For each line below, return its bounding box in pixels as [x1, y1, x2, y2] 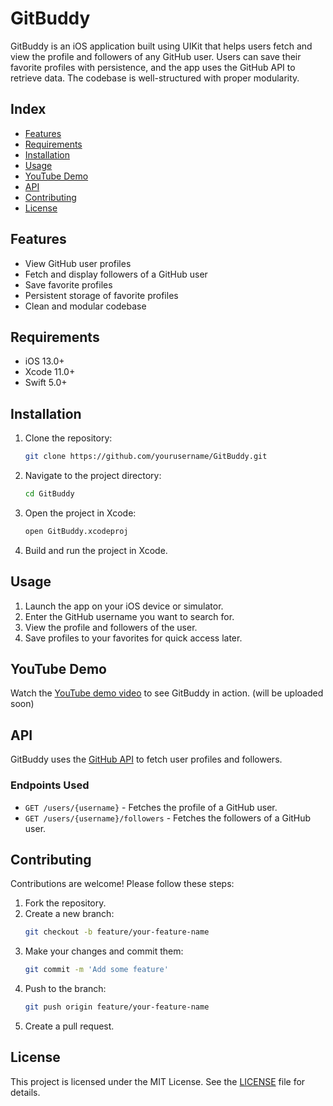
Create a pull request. [24, 1020, 115, 1032]
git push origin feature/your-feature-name [24, 1002, 210, 1012]
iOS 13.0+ [24, 355, 65, 367]
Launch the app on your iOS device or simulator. [24, 600, 224, 612]
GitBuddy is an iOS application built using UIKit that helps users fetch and [10, 40, 313, 52]
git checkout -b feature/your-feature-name [24, 927, 210, 937]
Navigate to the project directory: [24, 470, 162, 482]
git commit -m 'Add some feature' [24, 965, 169, 975]
